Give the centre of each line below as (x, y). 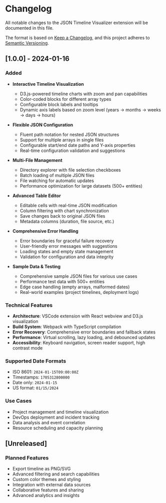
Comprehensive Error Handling (45, 231)
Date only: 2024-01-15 (35, 383)
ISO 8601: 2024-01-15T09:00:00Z (45, 372)
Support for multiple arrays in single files (62, 140)
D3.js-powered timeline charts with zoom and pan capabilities (83, 94)
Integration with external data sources (51, 485)
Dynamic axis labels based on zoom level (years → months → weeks (90, 110)
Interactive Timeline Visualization (48, 84)
